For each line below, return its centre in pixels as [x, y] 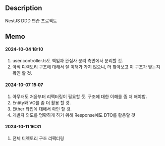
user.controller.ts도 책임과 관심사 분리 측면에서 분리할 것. [68, 61]
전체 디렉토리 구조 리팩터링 [38, 138]
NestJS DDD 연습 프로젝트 [31, 21]
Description [24, 8]
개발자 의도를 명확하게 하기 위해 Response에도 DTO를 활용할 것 [74, 115]
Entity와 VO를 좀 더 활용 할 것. [41, 102]
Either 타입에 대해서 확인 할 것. [42, 109]
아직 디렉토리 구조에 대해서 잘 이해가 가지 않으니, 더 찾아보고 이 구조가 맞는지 [86, 67]
